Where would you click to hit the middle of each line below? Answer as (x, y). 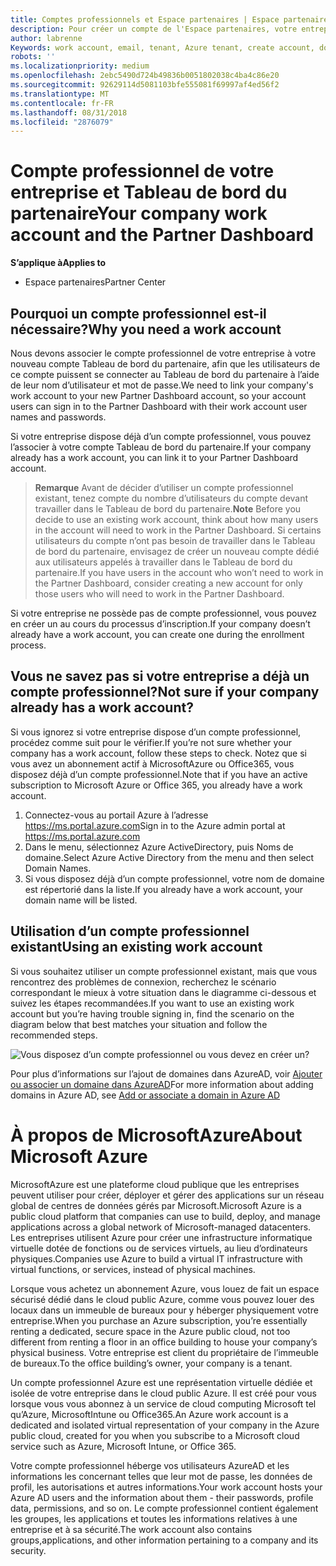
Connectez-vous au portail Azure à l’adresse (116, 815)
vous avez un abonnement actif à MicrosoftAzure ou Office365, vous (152, 763)
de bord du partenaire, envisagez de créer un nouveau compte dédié (177, 551)
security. (28, 1550)
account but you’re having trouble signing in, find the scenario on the (152, 1013)
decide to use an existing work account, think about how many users (176, 519)
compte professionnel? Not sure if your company (165, 692)
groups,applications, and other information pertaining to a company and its (164, 1540)
